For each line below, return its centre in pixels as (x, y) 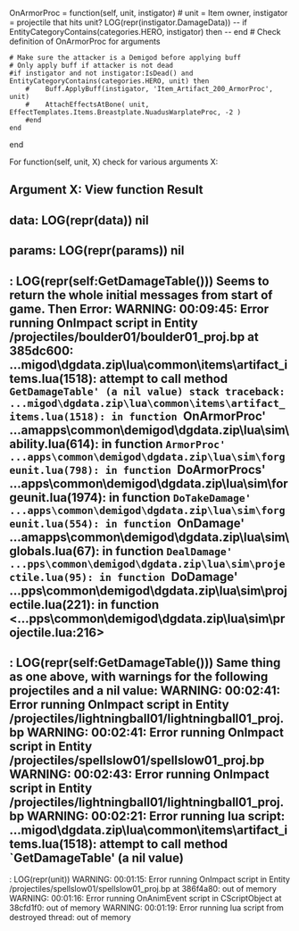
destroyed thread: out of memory (70, 918)
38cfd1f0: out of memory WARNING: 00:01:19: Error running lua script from (146, 908)
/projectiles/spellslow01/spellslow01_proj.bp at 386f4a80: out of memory (143, 889)
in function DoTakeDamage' (180, 498)
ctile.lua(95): (51, 577)
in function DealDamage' (167, 551)
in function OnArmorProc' (188, 416)
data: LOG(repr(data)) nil (79, 220)
